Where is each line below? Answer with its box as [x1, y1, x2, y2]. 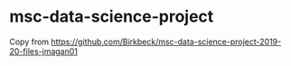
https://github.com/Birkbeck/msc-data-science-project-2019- [51, 36, 282, 47]
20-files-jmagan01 [9, 45, 79, 56]
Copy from [9, 36, 50, 47]
